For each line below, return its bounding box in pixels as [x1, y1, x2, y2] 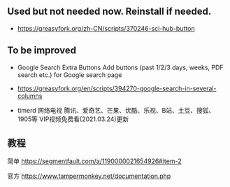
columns [17, 91, 43, 100]
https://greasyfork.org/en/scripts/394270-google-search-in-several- [17, 84, 217, 92]
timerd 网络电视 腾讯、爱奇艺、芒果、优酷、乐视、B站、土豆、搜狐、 [17, 106, 215, 114]
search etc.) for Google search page [17, 70, 122, 79]
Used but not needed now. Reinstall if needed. [7, 6, 212, 18]
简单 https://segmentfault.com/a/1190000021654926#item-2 [7, 157, 182, 165]
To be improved [7, 45, 77, 57]
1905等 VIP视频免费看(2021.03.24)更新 [17, 115, 129, 123]
